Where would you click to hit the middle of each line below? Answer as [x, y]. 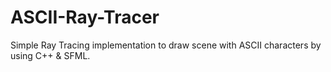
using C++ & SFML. [50, 55]
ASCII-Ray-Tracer [85, 17]
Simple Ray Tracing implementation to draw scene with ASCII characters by [166, 45]
